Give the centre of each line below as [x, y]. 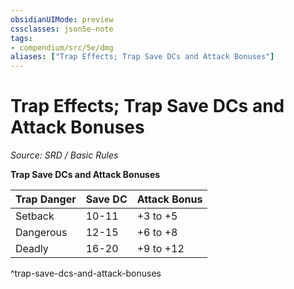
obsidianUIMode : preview [62, 19]
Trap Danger [46, 199]
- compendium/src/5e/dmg [62, 47]
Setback [35, 216]
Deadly [32, 249]
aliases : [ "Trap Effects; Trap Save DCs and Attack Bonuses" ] [142, 57]
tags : [21, 38]
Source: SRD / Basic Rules [64, 155]
